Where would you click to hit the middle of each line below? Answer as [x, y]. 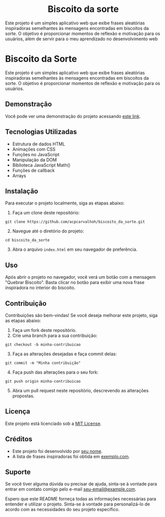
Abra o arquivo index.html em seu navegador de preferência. [75, 249]
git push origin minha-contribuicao [43, 381]
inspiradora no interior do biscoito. [40, 288]
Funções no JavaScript [36, 154]
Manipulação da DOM [34, 160]
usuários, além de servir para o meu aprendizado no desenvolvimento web [82, 39]
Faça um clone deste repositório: [46, 213]
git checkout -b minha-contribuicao [43, 344]
